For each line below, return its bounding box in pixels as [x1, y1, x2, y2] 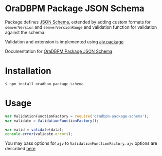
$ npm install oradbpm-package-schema [5, 81, 84, 86]
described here [5, 146, 36, 152]
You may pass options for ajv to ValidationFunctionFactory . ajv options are [5, 140, 157, 146]
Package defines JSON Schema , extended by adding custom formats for [5, 19, 151, 25]
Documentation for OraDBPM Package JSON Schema [5, 48, 113, 54]
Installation [5, 65, 52, 77]
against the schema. [5, 29, 46, 35]
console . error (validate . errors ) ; [5, 132, 73, 136]
